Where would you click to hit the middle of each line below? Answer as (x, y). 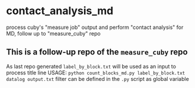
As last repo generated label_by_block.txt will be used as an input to (91, 66)
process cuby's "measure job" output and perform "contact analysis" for (95, 27)
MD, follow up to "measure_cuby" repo (53, 33)
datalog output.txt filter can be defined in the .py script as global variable (98, 79)
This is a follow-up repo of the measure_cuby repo (97, 52)
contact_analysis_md (60, 11)
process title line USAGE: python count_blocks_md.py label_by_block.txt (96, 73)
